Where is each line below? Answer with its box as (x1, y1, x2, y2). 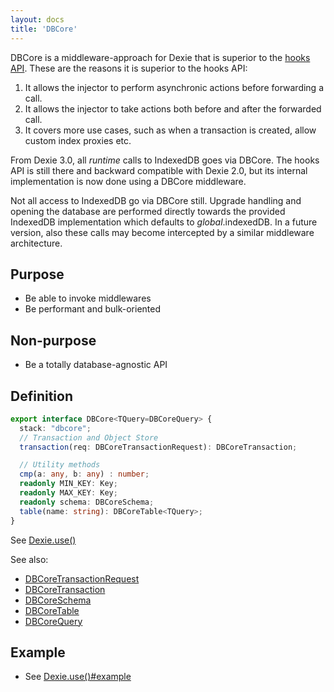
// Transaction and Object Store (19, 432, 159, 443)
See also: (10, 553, 49, 565)
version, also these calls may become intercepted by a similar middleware (10, 226, 315, 238)
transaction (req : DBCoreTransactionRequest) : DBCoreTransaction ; (19, 442, 298, 452)
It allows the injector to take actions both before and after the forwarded (24, 102, 322, 115)
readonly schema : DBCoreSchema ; (19, 497, 155, 507)
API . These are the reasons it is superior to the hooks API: (10, 62, 248, 74)
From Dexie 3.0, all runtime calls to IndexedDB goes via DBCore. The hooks (10, 154, 320, 166)
